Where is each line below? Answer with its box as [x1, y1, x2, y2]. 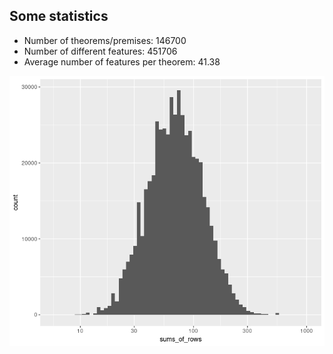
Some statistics [9, 8, 109, 25]
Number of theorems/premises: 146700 [23, 34, 187, 46]
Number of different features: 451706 [23, 45, 178, 57]
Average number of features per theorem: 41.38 [23, 55, 221, 68]
